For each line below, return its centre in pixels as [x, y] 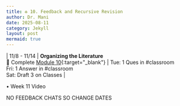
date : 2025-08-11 [28, 23]
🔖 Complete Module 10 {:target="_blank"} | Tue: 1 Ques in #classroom [90, 62]
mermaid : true [24, 39]
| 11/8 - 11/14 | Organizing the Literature [55, 56]
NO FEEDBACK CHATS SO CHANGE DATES [59, 98]
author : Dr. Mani [28, 17]
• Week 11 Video [26, 86]
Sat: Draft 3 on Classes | [36, 75]
